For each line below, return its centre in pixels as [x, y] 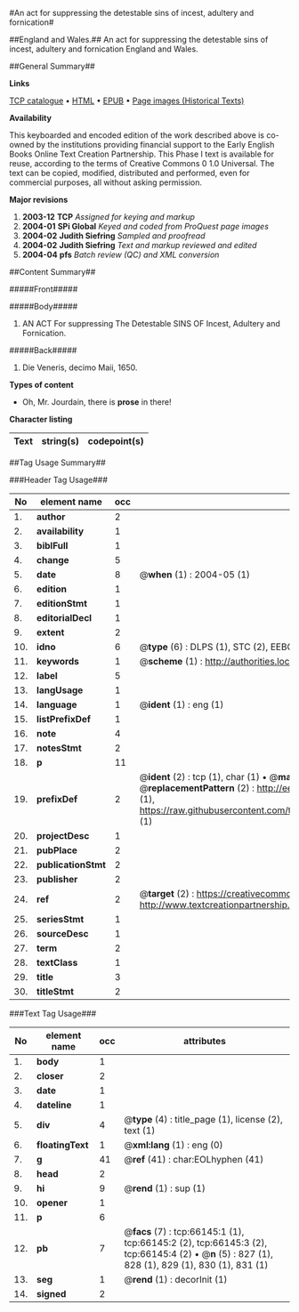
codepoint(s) [116, 441]
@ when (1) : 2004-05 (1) [195, 575]
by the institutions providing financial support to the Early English [155, 145]
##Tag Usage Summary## [58, 463]
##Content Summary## [53, 272]
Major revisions [39, 200]
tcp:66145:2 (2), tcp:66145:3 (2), [196, 1243]
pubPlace [57, 850]
